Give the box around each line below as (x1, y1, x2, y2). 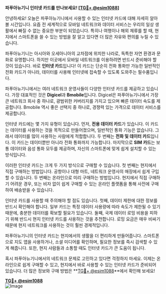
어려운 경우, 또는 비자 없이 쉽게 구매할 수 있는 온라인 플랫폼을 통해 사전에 (10, 181, 150, 187)
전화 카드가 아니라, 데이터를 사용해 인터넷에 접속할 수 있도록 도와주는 (5, 69, 137, 75)
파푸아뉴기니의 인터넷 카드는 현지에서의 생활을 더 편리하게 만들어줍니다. (5, 233, 142, 239)
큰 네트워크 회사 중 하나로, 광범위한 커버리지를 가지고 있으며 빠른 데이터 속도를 (5, 98, 156, 104)
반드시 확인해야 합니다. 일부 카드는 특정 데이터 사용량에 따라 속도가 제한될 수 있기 (5, 204, 161, 210)
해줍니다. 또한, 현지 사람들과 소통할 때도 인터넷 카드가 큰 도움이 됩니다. (10, 245, 146, 251)
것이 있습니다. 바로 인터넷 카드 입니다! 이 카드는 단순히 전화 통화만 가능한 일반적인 (5, 63, 161, 69)
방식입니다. (5, 152, 27, 158)
